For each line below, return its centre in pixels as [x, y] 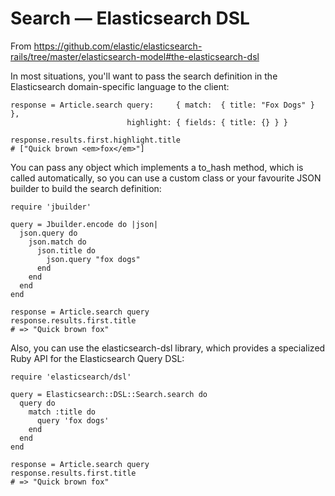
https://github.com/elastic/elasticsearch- [118, 46]
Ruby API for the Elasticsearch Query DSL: [97, 358]
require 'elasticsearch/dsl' [71, 377]
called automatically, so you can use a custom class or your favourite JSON [166, 178]
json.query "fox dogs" [93, 259]
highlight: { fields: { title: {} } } [207, 122]
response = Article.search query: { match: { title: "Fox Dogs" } [162, 105]
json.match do [57, 242]
